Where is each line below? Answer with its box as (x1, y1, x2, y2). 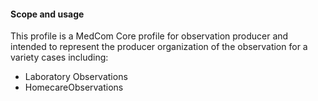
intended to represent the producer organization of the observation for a (10, 41, 308, 53)
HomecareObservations (24, 81, 124, 94)
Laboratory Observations (24, 71, 128, 83)
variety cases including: (10, 51, 109, 64)
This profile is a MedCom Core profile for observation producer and (10, 30, 289, 42)
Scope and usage (10, 8, 85, 20)
